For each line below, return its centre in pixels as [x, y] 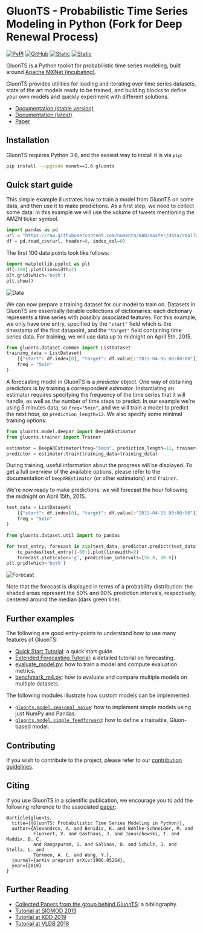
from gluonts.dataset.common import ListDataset [69, 348]
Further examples [40, 618]
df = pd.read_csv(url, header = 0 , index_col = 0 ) [66, 241]
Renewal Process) [52, 37]
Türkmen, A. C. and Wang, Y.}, [72, 855]
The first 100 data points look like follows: [58, 253]
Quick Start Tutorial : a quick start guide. [65, 652]
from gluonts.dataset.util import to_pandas [63, 535]
